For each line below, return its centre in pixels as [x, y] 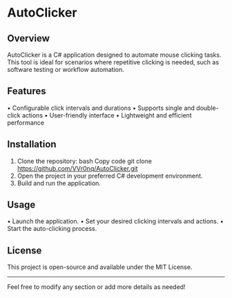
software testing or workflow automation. [66, 69]
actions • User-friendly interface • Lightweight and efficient [107, 115]
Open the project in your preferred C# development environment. [110, 176]
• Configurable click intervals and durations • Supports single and [101, 108]
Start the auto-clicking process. [52, 229]
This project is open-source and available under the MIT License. [100, 267]
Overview [29, 38]
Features [27, 91]
